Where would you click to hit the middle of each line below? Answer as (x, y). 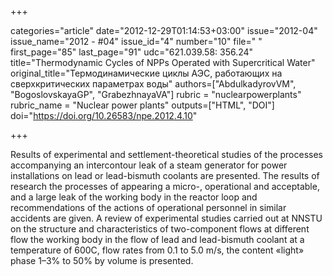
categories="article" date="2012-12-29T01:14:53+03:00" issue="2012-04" (164, 30)
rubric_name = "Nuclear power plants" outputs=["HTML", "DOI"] (142, 105)
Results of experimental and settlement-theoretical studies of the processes (167, 154)
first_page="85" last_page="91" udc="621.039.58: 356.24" (132, 52)
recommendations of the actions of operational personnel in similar (148, 207)
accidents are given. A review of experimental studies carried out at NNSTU (166, 218)
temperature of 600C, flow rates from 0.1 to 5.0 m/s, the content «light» (157, 250)
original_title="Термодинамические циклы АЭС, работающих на (146, 73)
